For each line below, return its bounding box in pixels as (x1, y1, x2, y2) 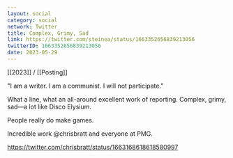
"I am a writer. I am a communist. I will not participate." (7, 81, 164, 90)
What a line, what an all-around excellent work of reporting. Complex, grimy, (7, 95, 227, 103)
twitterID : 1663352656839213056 (7, 42, 101, 49)
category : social (7, 17, 58, 24)
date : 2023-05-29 (7, 49, 58, 56)
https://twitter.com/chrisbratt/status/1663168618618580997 (7, 143, 179, 151)
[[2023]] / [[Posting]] (7, 68, 68, 77)
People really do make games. (7, 116, 94, 124)
